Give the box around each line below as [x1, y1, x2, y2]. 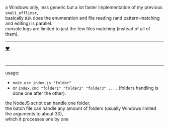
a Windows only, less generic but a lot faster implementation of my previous [5, 5, 162, 10]
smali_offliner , [5, 10, 39, 16]
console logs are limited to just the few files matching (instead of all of [5, 26, 150, 32]
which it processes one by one [5, 116, 69, 122]
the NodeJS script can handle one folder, [5, 100, 91, 106]
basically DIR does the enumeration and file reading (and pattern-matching [5, 15, 160, 21]
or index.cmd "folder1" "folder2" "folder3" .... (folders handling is [12, 85, 158, 91]
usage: [5, 70, 20, 76]
